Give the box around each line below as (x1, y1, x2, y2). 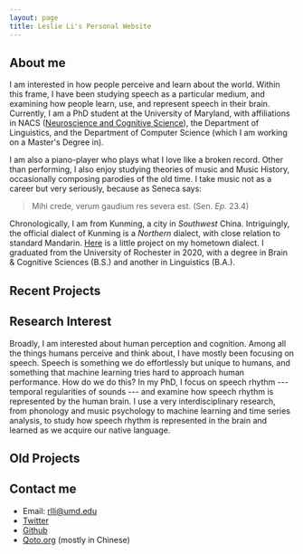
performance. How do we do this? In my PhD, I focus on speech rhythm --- (9, 377, 289, 387)
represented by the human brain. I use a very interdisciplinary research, (9, 396, 276, 406)
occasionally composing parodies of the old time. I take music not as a (9, 174, 272, 185)
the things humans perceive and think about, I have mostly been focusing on (9, 348, 295, 358)
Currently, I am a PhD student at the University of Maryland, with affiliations (9, 108, 291, 119)
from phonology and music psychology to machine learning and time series (9, 405, 291, 416)
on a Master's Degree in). (9, 137, 104, 148)
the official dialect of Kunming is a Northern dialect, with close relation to (9, 228, 280, 239)
